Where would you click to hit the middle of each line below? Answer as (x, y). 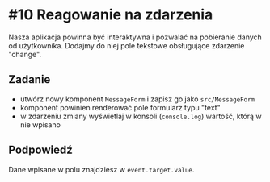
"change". (25, 54)
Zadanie (30, 79)
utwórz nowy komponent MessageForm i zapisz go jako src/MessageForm (137, 99)
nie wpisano (40, 124)
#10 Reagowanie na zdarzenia (111, 15)
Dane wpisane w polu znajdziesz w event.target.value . (101, 169)
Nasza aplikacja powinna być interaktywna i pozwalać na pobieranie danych (135, 37)
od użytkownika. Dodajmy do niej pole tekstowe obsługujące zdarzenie (127, 45)
